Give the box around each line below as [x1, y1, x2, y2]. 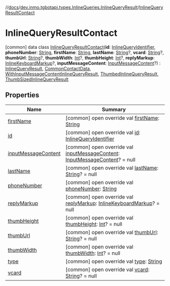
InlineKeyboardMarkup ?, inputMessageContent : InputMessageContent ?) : [5, 60, 161, 66]
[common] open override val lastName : [65, 164, 158, 171]
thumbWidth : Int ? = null [65, 250, 120, 257]
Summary [102, 106, 126, 113]
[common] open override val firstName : [65, 114, 159, 121]
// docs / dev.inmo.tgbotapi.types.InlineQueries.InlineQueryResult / [5, 5, 140, 10]
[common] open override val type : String [65, 258, 162, 265]
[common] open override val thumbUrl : [65, 228, 158, 235]
